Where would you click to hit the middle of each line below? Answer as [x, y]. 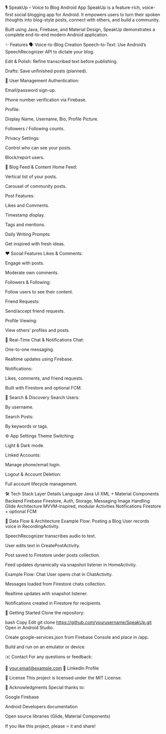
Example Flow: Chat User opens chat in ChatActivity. [59, 574]
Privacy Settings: [22, 138]
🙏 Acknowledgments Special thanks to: [45, 687]
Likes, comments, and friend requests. [44, 378]
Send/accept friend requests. [35, 311]
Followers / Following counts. [35, 129]
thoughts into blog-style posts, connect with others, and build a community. [83, 20]
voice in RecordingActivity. [32, 526]
